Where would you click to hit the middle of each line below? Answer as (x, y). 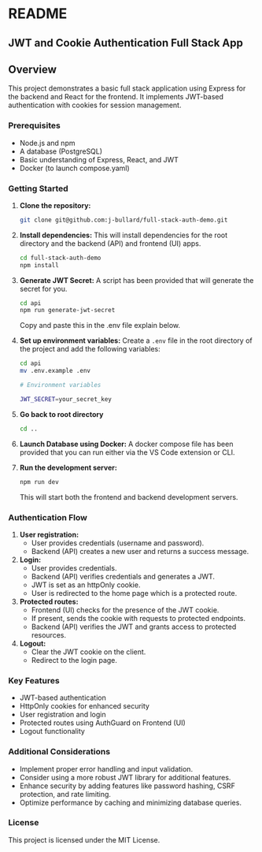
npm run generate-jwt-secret (67, 311)
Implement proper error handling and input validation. (106, 768)
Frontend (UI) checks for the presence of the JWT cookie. (125, 610)
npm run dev (39, 482)
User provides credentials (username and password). (118, 543)
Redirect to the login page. (74, 660)
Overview (33, 69)
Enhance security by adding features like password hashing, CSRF (127, 786)
